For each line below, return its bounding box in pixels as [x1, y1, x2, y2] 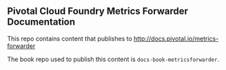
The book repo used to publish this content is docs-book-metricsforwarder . [7, 55, 219, 63]
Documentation [7, 16, 76, 28]
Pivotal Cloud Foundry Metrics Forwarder [7, 5, 188, 17]
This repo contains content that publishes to [7, 34, 132, 43]
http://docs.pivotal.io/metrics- [133, 34, 219, 43]
